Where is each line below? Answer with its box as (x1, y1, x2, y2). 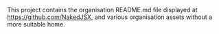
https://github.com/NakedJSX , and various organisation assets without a (7, 13, 213, 21)
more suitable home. (7, 20, 65, 28)
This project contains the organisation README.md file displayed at (7, 6, 198, 14)
